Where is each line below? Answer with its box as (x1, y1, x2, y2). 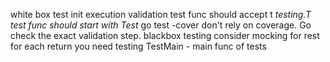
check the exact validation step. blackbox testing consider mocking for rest (10, 30, 320, 41)
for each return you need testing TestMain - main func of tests (10, 40, 267, 52)
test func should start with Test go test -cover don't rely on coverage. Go (10, 19, 312, 31)
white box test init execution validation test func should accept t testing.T (10, 9, 312, 20)
